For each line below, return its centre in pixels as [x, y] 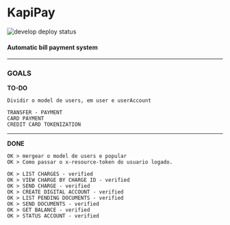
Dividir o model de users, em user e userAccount [79, 101]
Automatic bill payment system [52, 47]
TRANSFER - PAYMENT [35, 113]
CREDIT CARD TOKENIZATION [44, 124]
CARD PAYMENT [26, 119]
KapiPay [31, 13]
